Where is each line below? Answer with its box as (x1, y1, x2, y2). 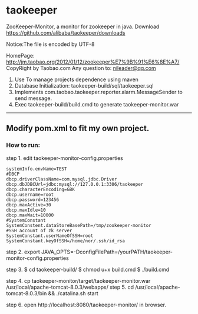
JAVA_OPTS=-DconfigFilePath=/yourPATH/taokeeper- (41, 248, 173, 255)
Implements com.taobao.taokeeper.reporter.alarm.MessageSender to (14, 88, 183, 95)
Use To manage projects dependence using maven (14, 76, 138, 83)
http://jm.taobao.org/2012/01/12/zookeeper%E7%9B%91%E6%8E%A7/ (6, 58, 180, 65)
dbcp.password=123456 (6, 196, 60, 203)
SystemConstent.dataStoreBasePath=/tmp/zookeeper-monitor (6, 222, 151, 228)
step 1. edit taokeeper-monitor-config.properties (6, 154, 124, 162)
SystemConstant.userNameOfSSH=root (6, 233, 94, 239)
